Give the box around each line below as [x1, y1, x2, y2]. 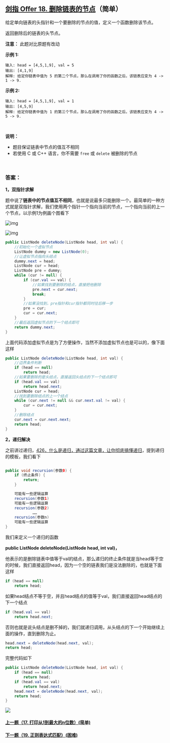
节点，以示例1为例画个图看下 [9, 210, 69, 216]
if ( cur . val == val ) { [23, 278, 71, 283]
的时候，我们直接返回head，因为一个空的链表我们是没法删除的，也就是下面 [5, 562, 162, 568]
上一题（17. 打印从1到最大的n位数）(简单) [5, 719, 91, 725]
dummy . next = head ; [14, 258, 56, 264]
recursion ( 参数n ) [14, 515, 50, 520]
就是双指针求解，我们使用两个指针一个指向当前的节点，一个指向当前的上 [9, 204, 160, 210]
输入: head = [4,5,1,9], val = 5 [5, 62, 74, 67]
